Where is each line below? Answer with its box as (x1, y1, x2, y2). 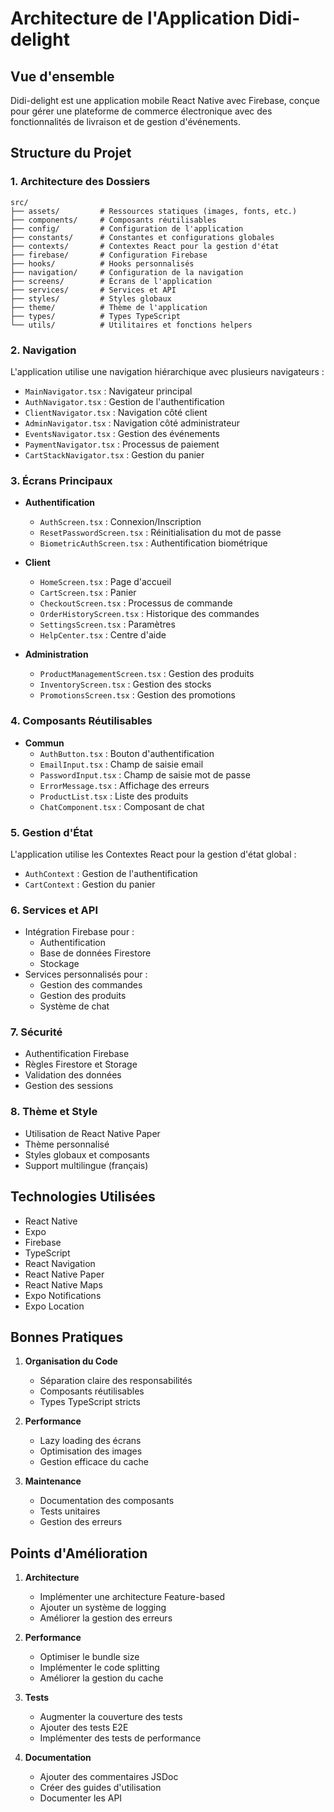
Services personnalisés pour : (24, 968, 148, 981)
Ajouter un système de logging (39, 1602, 167, 1614)
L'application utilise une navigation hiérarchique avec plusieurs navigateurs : (10, 365, 325, 377)
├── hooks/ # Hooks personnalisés (10, 258, 195, 269)
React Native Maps (24, 1278, 103, 1291)
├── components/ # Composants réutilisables (10, 215, 217, 225)
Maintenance (24, 1475, 82, 1487)
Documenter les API (39, 1792, 123, 1804)
